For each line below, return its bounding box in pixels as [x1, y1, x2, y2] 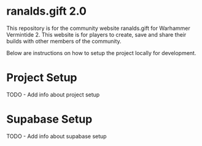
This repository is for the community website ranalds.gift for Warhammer [6, 24, 190, 32]
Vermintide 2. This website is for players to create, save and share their [6, 31, 187, 38]
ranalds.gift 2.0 [6, 4, 87, 18]
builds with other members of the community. [6, 37, 122, 45]
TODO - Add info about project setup [6, 90, 100, 98]
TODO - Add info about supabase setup [6, 133, 107, 140]
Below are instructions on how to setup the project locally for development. [6, 49, 196, 56]
